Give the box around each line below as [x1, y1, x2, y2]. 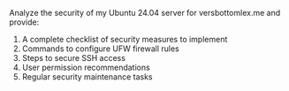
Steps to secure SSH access [21, 53, 126, 63]
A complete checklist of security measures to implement [21, 34, 228, 44]
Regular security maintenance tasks [21, 72, 153, 82]
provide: [9, 17, 40, 27]
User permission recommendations [21, 62, 150, 72]
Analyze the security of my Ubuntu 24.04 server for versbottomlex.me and [9, 8, 281, 18]
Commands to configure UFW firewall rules [21, 43, 179, 54]
